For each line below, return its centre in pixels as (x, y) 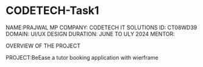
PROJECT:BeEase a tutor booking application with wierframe (82, 57)
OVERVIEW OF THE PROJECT (43, 46)
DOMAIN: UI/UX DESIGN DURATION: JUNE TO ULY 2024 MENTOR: (90, 33)
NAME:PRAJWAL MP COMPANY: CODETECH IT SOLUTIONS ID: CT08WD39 (101, 27)
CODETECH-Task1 (52, 11)
